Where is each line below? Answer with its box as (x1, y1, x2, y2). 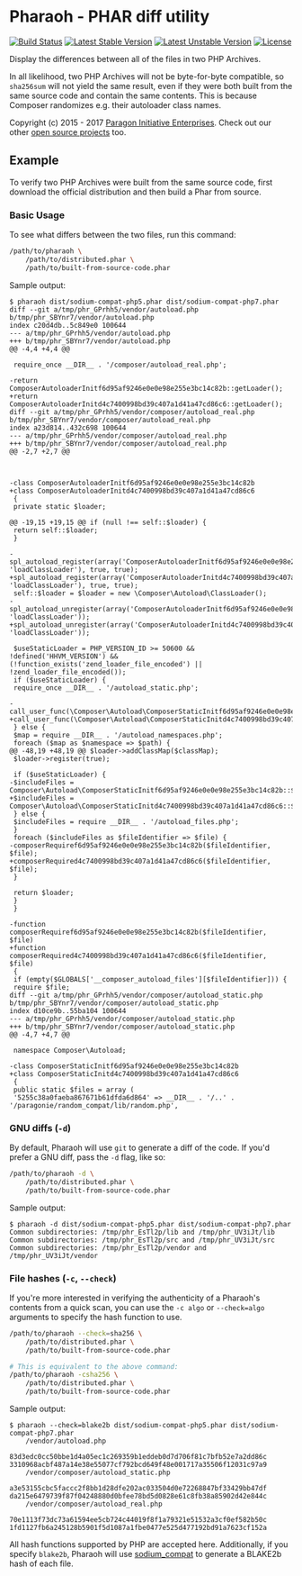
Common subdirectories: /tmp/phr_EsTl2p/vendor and (9, 1243, 207, 1253)
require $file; (13, 983, 70, 992)
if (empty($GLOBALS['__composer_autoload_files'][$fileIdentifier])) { (13, 974, 288, 983)
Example (9, 153, 59, 168)
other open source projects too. (9, 126, 127, 137)
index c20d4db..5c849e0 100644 (9, 321, 127, 330)
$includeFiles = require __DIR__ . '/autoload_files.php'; (13, 817, 240, 826)
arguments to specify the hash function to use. (9, 1311, 182, 1322)
